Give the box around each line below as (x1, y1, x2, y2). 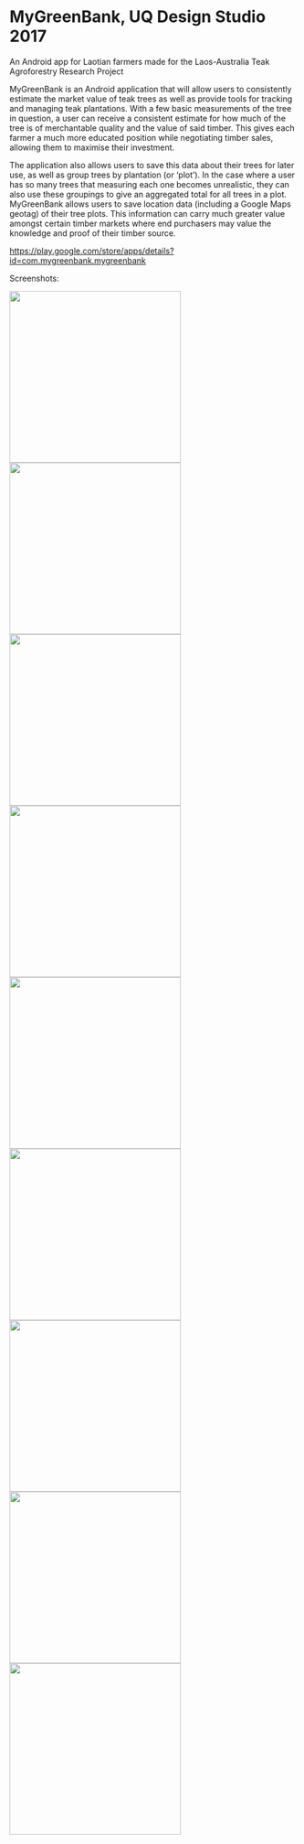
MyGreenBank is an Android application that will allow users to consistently (9, 83, 292, 94)
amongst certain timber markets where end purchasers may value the (9, 218, 272, 229)
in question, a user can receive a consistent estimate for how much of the (9, 113, 286, 123)
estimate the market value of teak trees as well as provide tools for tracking (9, 93, 293, 104)
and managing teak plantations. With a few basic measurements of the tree (9, 102, 292, 113)
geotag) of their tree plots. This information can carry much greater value (9, 208, 286, 219)
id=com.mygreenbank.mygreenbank (9, 254, 146, 266)
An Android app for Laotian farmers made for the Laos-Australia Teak (9, 56, 270, 67)
